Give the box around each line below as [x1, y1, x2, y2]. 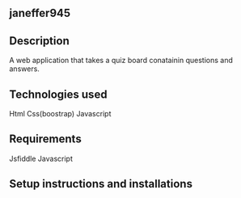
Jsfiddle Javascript [9, 154, 74, 163]
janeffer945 [9, 6, 71, 20]
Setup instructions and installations [9, 177, 193, 191]
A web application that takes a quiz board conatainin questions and [9, 56, 234, 65]
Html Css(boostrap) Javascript [9, 109, 112, 119]
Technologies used [9, 87, 108, 101]
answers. [9, 64, 40, 74]
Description [9, 34, 70, 48]
